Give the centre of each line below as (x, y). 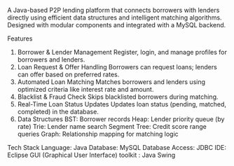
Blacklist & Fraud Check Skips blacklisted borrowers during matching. (118, 97)
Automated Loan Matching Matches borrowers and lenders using (111, 82)
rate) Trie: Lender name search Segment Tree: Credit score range (112, 126)
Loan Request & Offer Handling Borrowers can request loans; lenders (117, 67)
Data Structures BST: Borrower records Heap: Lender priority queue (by (121, 119)
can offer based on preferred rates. (68, 74)
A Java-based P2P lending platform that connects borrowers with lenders (113, 10)
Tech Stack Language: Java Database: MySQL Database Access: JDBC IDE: (117, 147)
